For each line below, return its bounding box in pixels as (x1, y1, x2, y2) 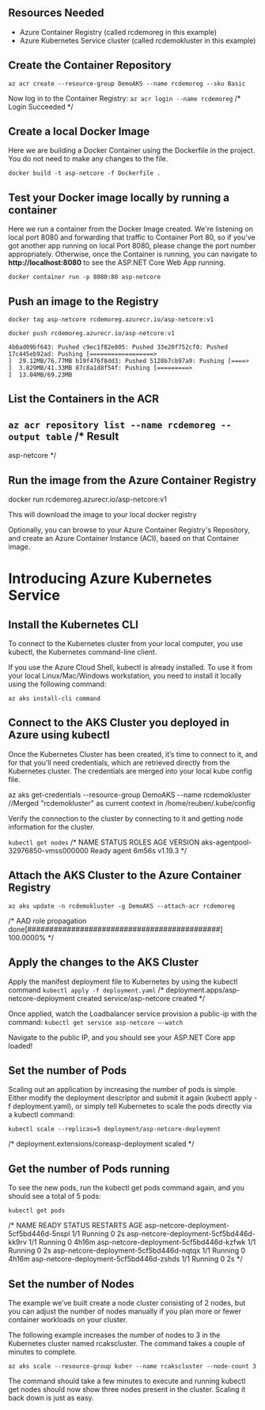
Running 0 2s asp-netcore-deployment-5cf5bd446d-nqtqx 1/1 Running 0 (8, 1246, 246, 1256)
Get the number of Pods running (8, 1162, 170, 1175)
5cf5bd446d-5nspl (8, 1229, 70, 1238)
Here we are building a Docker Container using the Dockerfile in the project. (8, 146, 256, 155)
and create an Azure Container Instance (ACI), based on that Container (8, 534, 240, 543)
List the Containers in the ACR (8, 392, 160, 406)
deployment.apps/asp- (165, 985, 240, 995)
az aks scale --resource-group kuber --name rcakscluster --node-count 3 (8, 1362, 257, 1370)
